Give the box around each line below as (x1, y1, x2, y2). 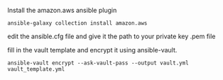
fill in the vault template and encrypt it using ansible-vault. (7, 46, 178, 54)
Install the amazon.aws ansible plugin (7, 6, 117, 14)
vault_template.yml (7, 66, 65, 73)
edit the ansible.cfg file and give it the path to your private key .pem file (7, 32, 216, 40)
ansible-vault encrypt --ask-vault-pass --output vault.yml (7, 59, 190, 67)
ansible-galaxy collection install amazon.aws (7, 20, 148, 27)
